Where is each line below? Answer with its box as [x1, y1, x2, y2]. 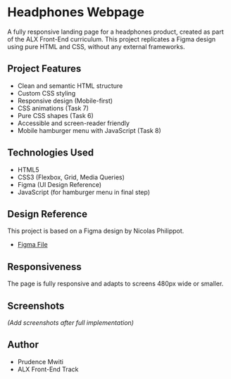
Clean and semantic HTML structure [17, 82, 123, 90]
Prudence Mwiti [17, 357, 63, 366]
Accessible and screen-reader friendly [17, 119, 130, 127]
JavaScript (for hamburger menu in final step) [17, 188, 150, 196]
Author [7, 339, 39, 351]
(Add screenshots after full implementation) [7, 319, 134, 327]
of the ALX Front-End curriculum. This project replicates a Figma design [7, 34, 216, 43]
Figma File [17, 240, 48, 249]
